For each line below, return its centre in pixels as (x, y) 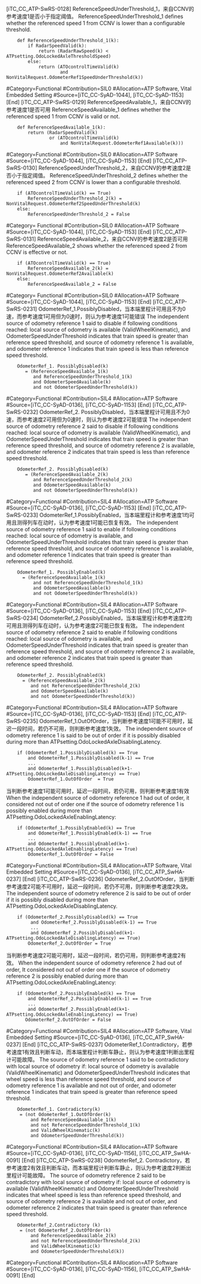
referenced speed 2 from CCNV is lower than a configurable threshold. (94, 182)
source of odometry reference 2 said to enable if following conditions (92, 632)
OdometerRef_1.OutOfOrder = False (71, 854)
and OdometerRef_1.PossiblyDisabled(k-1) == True (91, 758)
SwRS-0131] (21, 239)
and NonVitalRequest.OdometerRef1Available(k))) (122, 143)
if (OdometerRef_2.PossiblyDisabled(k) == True (77, 917)
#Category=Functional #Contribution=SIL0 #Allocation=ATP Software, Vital (99, 88)
